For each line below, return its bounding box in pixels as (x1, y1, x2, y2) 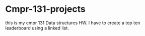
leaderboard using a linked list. (5, 25, 69, 31)
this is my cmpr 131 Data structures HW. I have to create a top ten (5, 20, 140, 26)
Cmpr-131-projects (5, 3, 86, 15)
